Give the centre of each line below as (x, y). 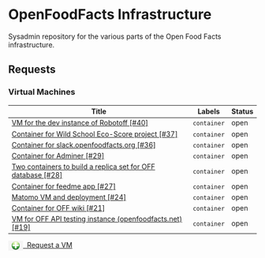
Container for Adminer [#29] (58, 156)
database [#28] (37, 175)
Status (243, 111)
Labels (209, 111)
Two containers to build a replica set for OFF (83, 166)
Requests (32, 70)
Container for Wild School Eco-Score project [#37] (95, 134)
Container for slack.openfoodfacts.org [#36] (84, 144)
